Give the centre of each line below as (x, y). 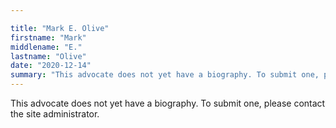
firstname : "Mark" (48, 37)
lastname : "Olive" (48, 56)
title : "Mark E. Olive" (60, 28)
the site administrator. (55, 114)
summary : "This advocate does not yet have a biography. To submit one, (165, 75)
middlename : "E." (46, 47)
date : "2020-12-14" (51, 66)
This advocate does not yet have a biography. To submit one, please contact (168, 103)
